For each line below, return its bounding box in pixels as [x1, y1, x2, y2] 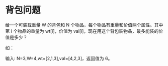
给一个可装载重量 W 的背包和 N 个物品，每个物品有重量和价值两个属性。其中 [5, 22, 163, 28]
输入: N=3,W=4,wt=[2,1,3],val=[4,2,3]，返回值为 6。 [5, 55, 113, 61]
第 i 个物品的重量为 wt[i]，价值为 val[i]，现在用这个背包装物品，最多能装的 [5, 28, 159, 34]
